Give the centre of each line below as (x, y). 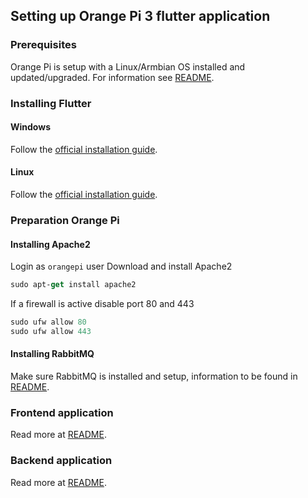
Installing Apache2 (50, 244)
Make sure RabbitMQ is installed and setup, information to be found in (154, 376)
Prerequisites (43, 45)
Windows (30, 127)
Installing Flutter (51, 103)
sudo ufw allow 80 (48, 322)
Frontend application (62, 412)
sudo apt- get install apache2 (73, 285)
